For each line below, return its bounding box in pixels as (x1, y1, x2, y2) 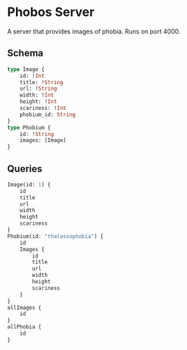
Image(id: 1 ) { (7, 181, 51, 188)
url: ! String (19, 85, 57, 93)
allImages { (7, 304, 42, 311)
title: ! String (19, 79, 64, 86)
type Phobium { (7, 124, 51, 131)
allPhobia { (7, 324, 42, 331)
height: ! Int (19, 98, 57, 105)
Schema (7, 47, 44, 59)
